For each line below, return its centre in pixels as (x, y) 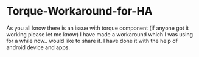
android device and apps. (38, 47)
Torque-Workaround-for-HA (80, 11)
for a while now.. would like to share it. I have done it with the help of (92, 41)
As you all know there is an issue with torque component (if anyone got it (98, 28)
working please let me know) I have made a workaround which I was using (100, 34)
